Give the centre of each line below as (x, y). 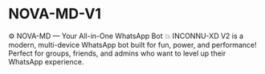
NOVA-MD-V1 (55, 14)
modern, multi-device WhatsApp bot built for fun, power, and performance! (132, 45)
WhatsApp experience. (46, 61)
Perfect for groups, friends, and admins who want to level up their (117, 53)
